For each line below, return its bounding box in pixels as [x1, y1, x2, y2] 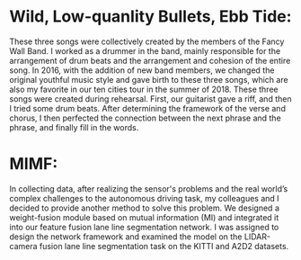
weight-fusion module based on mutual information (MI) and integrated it [9, 211, 279, 222]
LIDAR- [243, 231, 271, 242]
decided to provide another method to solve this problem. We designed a [9, 202, 280, 213]
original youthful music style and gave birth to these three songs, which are [9, 74, 289, 85]
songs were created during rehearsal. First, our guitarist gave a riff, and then [9, 93, 292, 104]
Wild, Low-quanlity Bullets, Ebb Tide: [9, 6, 292, 27]
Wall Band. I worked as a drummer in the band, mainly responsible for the [9, 45, 281, 56]
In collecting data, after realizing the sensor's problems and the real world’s [9, 183, 288, 194]
